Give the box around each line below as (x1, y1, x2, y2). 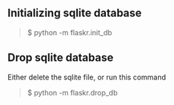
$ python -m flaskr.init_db (26, 27, 113, 37)
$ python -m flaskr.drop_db (26, 87, 118, 97)
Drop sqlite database (7, 51, 114, 65)
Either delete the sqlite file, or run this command (7, 72, 166, 82)
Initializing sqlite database (7, 6, 142, 20)
